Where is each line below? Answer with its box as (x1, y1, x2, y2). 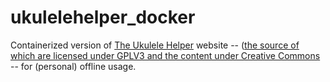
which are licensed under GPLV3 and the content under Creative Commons (10, 49, 321, 61)
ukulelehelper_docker (10, 6, 196, 29)
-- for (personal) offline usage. (10, 60, 137, 72)
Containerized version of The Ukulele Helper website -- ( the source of (10, 39, 300, 51)
